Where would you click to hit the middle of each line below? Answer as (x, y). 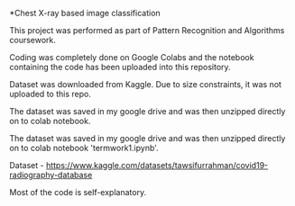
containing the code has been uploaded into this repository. (120, 67)
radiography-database (51, 175)
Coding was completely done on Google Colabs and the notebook (132, 57)
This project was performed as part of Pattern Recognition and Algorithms (147, 30)
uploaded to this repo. (51, 94)
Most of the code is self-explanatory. (78, 192)
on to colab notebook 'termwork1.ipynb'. (84, 148)
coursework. (33, 40)
